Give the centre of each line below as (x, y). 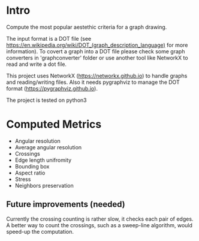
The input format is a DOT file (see (49, 38)
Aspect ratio (30, 173)
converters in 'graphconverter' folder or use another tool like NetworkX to (97, 58)
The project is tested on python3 (46, 100)
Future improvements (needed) (66, 204)
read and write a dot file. (37, 64)
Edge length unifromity (43, 160)
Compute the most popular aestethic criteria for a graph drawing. (87, 27)
